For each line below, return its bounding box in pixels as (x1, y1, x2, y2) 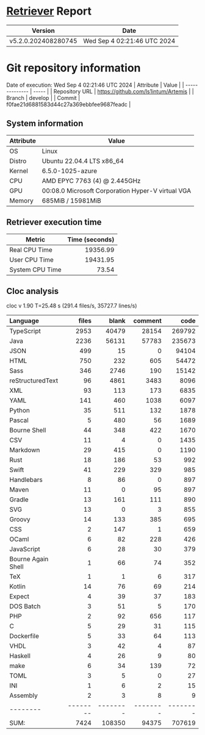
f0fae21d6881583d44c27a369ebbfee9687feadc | (6, 101, 131, 108)
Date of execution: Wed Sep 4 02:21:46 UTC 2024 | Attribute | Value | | (6, 81, 184, 88)
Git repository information (6, 61, 142, 75)
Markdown (9, 446, 40, 454)
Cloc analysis (6, 285, 59, 296)
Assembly (9, 691, 38, 700)
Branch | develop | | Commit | (6, 94, 81, 101)
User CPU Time (9, 255, 54, 264)
